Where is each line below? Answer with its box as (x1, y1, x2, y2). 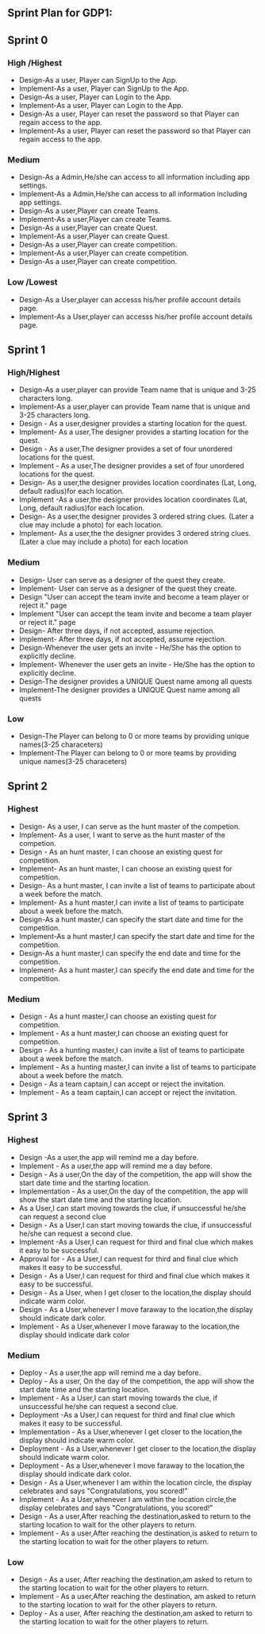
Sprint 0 (7, 33, 48, 47)
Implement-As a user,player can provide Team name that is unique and (18, 402, 251, 412)
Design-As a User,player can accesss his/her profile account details (18, 294, 241, 305)
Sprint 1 (7, 343, 46, 357)
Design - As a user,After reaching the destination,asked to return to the (18, 1511, 252, 1521)
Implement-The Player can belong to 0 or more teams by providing (18, 747, 237, 758)
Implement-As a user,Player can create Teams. (18, 215, 172, 224)
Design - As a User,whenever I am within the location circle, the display (18, 1477, 252, 1487)
